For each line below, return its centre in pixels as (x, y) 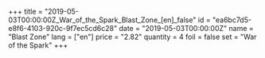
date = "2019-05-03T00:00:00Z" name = (187, 28)
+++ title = (26, 12)
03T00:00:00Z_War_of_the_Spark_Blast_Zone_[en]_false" (102, 20)
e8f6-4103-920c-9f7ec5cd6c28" (63, 28)
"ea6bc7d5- (232, 20)
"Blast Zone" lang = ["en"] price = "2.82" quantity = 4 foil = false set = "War (132, 37)
